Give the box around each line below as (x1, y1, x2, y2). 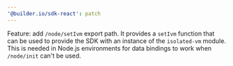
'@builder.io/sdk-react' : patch (7, 10, 101, 17)
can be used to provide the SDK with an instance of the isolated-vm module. (7, 36, 226, 45)
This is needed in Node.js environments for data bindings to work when (7, 44, 212, 52)
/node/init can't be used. (7, 51, 81, 60)
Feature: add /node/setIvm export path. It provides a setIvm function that (7, 29, 215, 38)
